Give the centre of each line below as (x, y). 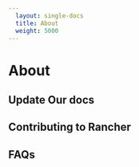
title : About (37, 23)
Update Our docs (52, 100)
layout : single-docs (50, 16)
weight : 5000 (37, 31)
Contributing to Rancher (70, 127)
